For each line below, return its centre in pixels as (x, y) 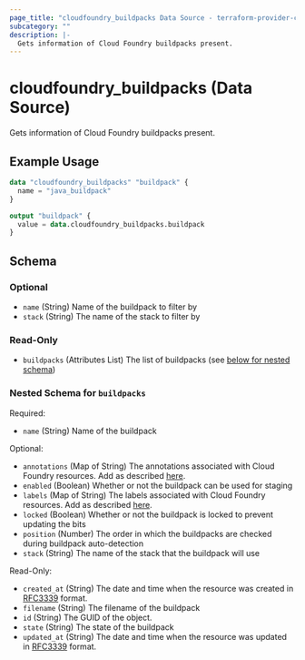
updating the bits (54, 523)
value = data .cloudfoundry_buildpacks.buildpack (111, 224)
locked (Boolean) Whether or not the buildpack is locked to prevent (148, 514)
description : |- (40, 35)
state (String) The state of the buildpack (98, 627)
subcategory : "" (40, 26)
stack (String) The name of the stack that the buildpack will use (141, 553)
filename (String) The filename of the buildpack (111, 607)
